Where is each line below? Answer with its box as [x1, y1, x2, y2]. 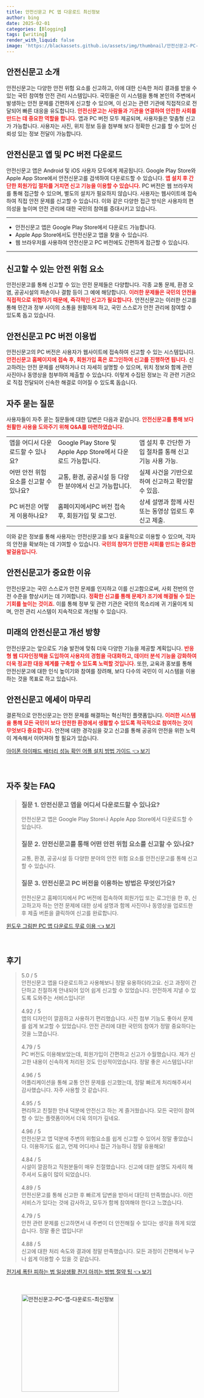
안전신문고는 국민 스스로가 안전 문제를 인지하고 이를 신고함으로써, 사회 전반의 [6, 585, 188, 592]
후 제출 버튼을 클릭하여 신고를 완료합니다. [21, 909, 119, 917]
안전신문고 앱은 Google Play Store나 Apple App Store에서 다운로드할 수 [21, 816, 193, 823]
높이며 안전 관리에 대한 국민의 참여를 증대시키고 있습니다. [22, 204, 157, 212]
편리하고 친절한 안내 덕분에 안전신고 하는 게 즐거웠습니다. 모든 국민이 [21, 1107, 183, 1114]
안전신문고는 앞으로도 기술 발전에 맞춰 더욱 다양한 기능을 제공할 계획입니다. [6, 645, 183, 652]
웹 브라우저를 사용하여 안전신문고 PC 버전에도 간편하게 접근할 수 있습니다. [15, 239, 189, 246]
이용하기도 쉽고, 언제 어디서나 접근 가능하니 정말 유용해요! [29, 1142, 166, 1150]
